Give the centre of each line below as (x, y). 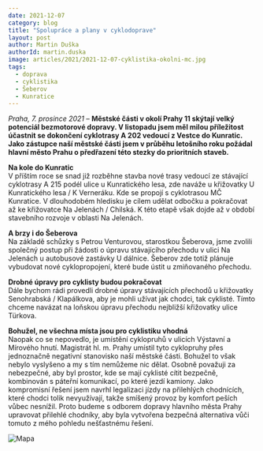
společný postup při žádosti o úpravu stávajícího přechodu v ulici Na (119, 250)
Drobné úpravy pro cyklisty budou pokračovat (85, 282)
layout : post (30, 38)
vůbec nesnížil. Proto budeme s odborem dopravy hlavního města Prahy (125, 407)
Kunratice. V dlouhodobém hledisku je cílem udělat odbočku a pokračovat (128, 201)
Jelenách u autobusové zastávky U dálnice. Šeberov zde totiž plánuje (121, 258)
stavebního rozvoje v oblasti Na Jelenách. (76, 218)
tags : (17, 67)
